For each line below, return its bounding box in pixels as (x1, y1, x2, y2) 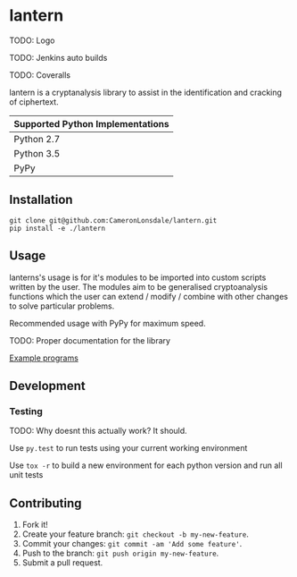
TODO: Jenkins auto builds (9, 52, 108, 63)
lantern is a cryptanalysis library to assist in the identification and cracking (9, 87, 283, 98)
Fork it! (21, 520, 49, 530)
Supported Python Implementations (13, 117, 169, 130)
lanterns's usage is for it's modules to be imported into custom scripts (9, 272, 267, 283)
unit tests (9, 470, 44, 480)
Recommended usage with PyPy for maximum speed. (9, 318, 207, 328)
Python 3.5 (13, 147, 61, 159)
